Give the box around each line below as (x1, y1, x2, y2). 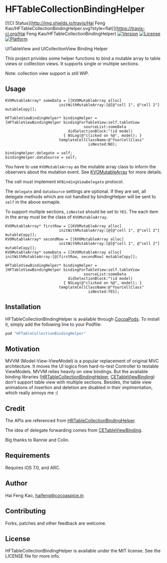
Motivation (5, 345, 40, 353)
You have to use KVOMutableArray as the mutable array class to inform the (5, 163, 156, 169)
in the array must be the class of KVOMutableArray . (5, 214, 108, 220)
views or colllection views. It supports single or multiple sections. (5, 60, 139, 66)
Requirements (5, 451, 50, 460)
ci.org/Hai (5, 30, 26, 36)
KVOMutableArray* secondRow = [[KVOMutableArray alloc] (5, 236, 124, 242)
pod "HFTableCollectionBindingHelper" (5, 331, 86, 336)
